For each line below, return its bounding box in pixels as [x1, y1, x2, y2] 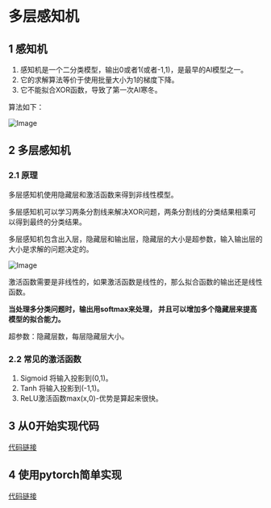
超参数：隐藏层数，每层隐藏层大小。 [8, 331, 129, 341]
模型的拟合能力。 [8, 314, 65, 323]
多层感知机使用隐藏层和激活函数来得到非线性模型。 [8, 189, 178, 199]
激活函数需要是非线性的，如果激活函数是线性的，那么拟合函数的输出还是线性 [8, 277, 263, 286]
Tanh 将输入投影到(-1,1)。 [19, 383, 105, 393]
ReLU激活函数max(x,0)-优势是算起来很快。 [19, 393, 163, 403]
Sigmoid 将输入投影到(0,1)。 [19, 373, 113, 383]
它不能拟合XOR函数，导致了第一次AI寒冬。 [19, 85, 163, 94]
